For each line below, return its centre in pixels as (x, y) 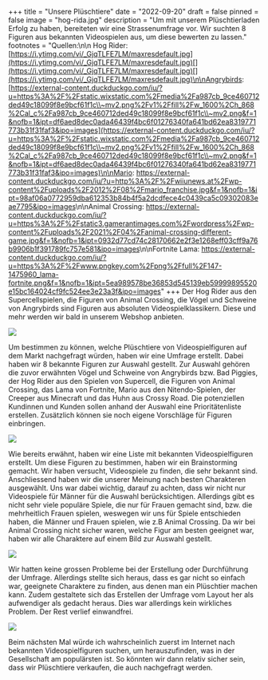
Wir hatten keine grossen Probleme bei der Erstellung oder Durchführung (128, 569)
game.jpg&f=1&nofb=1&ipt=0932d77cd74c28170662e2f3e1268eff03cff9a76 (133, 240)
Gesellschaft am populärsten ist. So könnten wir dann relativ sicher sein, (127, 659)
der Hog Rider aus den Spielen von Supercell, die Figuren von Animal (122, 381)
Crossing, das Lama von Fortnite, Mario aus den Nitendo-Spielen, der (122, 389)
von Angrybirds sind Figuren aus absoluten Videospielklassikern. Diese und (132, 308)
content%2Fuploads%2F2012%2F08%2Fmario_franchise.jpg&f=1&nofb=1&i (133, 190)
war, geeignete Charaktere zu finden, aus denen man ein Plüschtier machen (133, 586)
